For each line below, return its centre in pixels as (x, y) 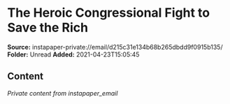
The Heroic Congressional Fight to (109, 13)
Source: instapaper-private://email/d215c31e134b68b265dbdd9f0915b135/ (115, 47)
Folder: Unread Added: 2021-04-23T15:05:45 (73, 54)
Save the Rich (48, 28)
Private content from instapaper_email (63, 93)
